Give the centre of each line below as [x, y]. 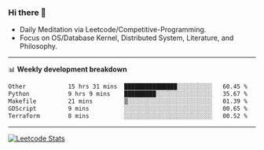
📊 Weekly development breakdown [68, 69]
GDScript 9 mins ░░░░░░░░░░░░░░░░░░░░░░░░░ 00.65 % [128, 108]
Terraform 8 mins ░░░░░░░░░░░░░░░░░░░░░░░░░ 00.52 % [128, 116]
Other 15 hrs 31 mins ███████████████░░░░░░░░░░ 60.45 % [128, 87]
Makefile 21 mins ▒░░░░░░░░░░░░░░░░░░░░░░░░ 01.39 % [128, 101]
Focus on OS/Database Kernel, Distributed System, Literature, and [126, 38]
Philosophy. [38, 46]
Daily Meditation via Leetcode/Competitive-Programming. [113, 30]
